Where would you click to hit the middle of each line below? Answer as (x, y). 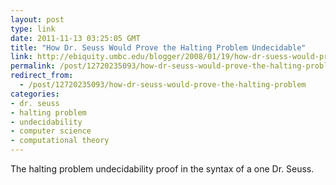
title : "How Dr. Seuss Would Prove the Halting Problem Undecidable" (158, 47)
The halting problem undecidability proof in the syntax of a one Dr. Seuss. (162, 169)
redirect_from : (42, 76)
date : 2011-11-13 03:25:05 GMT (75, 38)
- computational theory (60, 141)
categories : (35, 94)
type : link (33, 29)
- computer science (51, 131)
